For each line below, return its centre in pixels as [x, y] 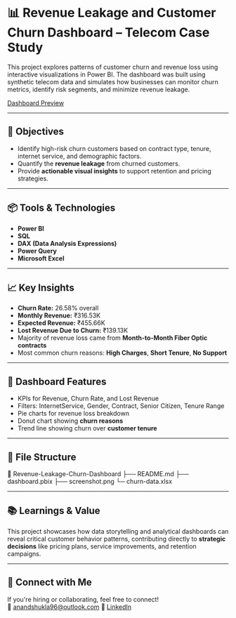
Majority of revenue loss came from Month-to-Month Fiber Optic [112, 338]
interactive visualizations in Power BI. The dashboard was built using [106, 74]
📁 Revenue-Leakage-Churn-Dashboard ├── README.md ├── [98, 474]
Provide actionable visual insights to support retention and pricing [114, 171]
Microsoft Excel [41, 258]
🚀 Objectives [36, 132]
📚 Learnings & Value [54, 511]
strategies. [33, 178]
